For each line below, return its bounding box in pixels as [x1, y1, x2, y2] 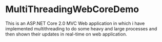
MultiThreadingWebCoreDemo [5, 4, 139, 15]
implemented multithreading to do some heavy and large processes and [5, 25, 157, 31]
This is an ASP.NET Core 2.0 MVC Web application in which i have [5, 20, 145, 26]
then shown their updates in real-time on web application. [5, 31, 127, 37]
